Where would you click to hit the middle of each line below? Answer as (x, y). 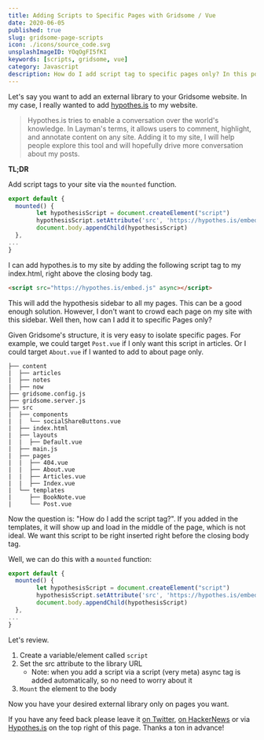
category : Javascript (44, 67)
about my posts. (53, 154)
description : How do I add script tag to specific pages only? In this (128, 74)
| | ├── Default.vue (45, 442)
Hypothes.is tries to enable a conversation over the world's (123, 120)
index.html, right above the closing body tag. (81, 273)
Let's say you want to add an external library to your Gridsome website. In (128, 96)
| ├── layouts (33, 435)
